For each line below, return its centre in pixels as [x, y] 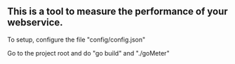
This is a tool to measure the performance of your [117, 12]
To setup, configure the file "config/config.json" [76, 39]
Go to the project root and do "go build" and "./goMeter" [88, 53]
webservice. [35, 23]
